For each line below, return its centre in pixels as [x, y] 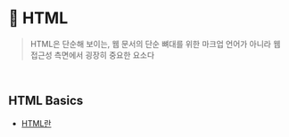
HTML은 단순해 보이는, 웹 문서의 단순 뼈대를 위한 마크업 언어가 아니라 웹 [155, 44]
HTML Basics [46, 101]
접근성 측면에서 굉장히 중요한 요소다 [92, 55]
